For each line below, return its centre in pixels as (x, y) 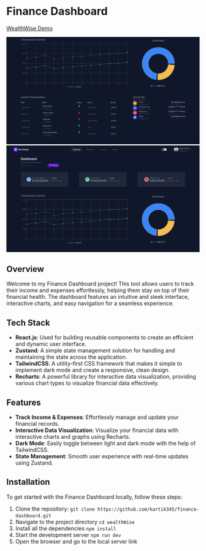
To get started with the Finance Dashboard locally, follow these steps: (94, 497)
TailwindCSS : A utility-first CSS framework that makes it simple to (99, 364)
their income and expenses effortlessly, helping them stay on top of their (98, 290)
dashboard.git (33, 516)
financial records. (37, 424)
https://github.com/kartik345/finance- (148, 509)
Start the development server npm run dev (68, 534)
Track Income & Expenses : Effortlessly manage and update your (97, 417)
